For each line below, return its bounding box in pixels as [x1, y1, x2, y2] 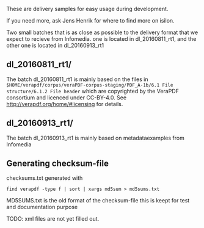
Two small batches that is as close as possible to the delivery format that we [6, 29, 199, 36]
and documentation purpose [6, 204, 78, 211]
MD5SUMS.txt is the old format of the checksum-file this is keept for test [6, 197, 190, 204]
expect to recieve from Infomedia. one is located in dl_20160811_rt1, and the [6, 35, 197, 42]
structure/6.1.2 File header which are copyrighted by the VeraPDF [6, 87, 179, 94]
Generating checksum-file [6, 159, 109, 169]
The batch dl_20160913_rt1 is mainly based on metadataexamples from [6, 134, 184, 141]
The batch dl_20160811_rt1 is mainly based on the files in [6, 76, 148, 83]
